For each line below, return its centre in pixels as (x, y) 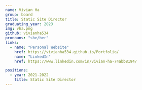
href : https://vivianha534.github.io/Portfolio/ (67, 52)
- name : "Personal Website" (40, 47)
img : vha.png (19, 29)
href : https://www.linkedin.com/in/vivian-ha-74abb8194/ (76, 61)
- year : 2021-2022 (29, 75)
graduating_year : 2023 (29, 24)
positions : (17, 70)
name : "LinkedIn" (33, 57)
